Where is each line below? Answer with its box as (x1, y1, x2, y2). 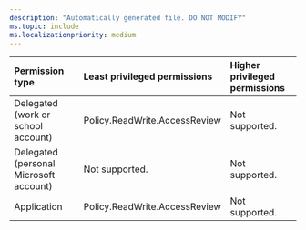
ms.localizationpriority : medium (9, 30, 137, 39)
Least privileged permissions (83, 70, 213, 83)
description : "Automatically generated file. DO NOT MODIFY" (9, 13, 247, 23)
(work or (14, 108, 51, 121)
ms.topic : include (9, 22, 79, 31)
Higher (229, 59, 260, 72)
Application (14, 201, 63, 214)
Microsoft (14, 169, 56, 182)
